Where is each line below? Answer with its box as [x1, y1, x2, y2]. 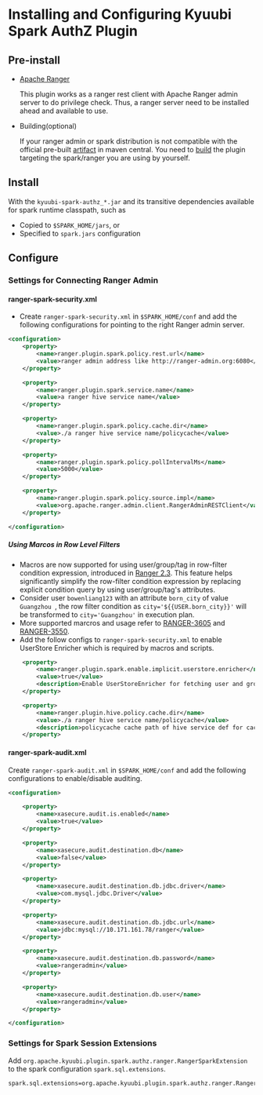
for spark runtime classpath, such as [8, 205, 127, 214]
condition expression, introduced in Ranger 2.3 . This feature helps [19, 568, 233, 578]
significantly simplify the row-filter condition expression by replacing [19, 576, 241, 586]
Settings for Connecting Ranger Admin [8, 275, 159, 286]
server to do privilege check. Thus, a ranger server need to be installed [19, 98, 250, 107]
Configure [8, 251, 59, 265]
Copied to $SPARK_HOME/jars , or [19, 220, 121, 229]
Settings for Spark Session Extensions [8, 1038, 157, 1049]
